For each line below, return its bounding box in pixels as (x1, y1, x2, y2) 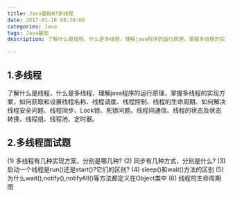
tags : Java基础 (7, 29, 49, 37)
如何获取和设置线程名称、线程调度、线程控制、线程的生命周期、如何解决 (19, 97, 226, 106)
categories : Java (7, 23, 58, 30)
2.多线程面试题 (7, 137, 71, 149)
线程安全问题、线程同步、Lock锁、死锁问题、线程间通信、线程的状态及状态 (7, 106, 222, 114)
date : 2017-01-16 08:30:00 (7, 17, 85, 24)
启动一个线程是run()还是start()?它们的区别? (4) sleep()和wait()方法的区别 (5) (7, 165, 224, 173)
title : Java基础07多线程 (7, 10, 74, 17)
